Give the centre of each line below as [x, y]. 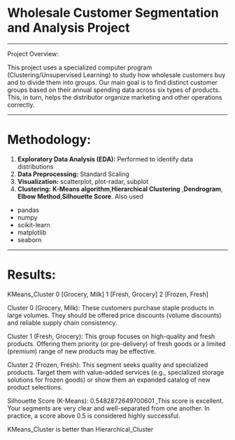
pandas [28, 210]
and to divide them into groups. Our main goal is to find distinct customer [113, 82]
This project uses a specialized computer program [80, 67]
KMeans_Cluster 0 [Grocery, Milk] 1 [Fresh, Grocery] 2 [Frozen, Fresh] [108, 294]
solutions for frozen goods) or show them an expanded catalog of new [109, 380]
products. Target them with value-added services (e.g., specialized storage [116, 372]
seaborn [29, 239]
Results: [31, 275]
